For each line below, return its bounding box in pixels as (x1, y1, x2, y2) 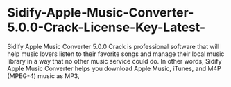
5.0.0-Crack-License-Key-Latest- (7, 19, 206, 35)
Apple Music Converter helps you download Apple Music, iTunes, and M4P (7, 64, 222, 72)
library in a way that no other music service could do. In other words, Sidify (7, 57, 222, 65)
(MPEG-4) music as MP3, (7, 71, 80, 80)
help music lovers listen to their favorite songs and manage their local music (7, 50, 225, 58)
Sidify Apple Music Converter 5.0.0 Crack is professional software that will (7, 42, 220, 50)
